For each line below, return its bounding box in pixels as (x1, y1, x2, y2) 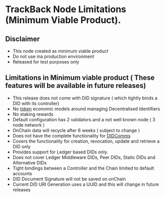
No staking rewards (12, 111, 54, 117)
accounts (12, 170, 32, 176)
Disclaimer (5, 35, 40, 43)
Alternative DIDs (12, 159, 47, 166)
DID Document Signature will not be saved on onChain (12, 176, 126, 182)
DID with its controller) (12, 100, 60, 106)
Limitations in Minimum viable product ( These (5, 74, 155, 82)
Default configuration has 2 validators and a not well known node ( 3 (12, 116, 155, 122)
